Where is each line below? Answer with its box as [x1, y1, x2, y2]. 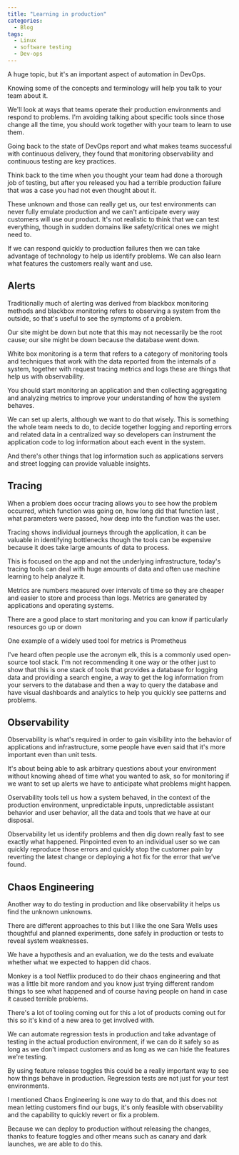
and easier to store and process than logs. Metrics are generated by [7, 594, 208, 602]
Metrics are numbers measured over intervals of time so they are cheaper [7, 586, 225, 594]
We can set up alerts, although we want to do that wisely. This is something [7, 415, 230, 424]
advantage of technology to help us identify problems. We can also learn [7, 251, 221, 260]
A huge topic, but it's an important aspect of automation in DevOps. [7, 69, 205, 79]
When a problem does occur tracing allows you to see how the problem [7, 499, 218, 507]
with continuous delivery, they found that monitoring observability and [7, 149, 214, 158]
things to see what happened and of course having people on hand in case [7, 987, 228, 996]
